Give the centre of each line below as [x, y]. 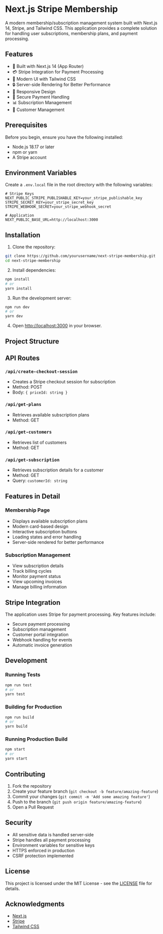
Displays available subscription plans [50, 521]
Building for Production [34, 707]
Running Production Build [36, 739]
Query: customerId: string [40, 481]
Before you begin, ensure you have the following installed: [64, 137]
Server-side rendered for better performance [58, 542]
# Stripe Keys [20, 194]
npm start [15, 750]
